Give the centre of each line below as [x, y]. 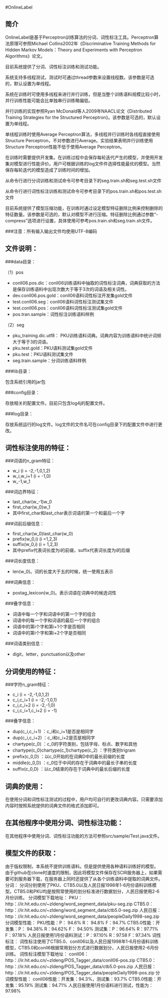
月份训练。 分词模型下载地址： [36, 897]
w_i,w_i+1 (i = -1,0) [31, 476]
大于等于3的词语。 [31, 342]
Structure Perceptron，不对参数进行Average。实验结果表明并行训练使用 [79, 140]
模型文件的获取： [31, 853]
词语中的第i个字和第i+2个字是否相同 [49, 633]
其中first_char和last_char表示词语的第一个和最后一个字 [68, 513]
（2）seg [15, 324]
